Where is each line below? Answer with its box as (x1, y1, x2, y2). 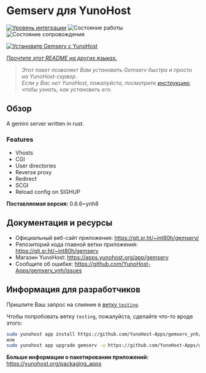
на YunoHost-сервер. (21, 72, 78, 80)
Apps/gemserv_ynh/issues (15, 266, 82, 274)
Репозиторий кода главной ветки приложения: (15, 240, 138, 248)
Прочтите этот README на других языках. (6, 54, 118, 61)
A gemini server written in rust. (6, 120, 85, 127)
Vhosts (15, 149, 34, 156)
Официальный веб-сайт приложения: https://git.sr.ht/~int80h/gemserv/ (15, 234, 199, 241)
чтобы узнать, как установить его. (21, 85, 112, 93)
